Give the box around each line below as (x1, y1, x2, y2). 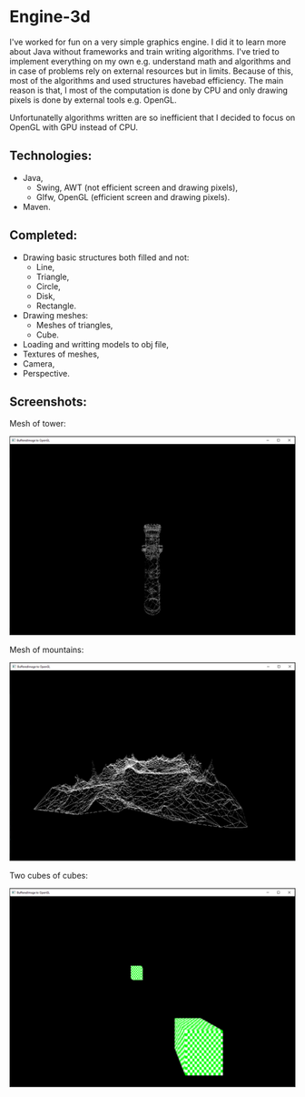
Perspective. (22, 367, 70, 378)
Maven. (22, 201, 52, 212)
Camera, (22, 357, 55, 369)
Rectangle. (35, 300, 77, 311)
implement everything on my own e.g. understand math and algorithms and (9, 55, 291, 66)
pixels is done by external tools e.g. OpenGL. (9, 94, 177, 106)
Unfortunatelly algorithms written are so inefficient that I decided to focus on (9, 112, 296, 123)
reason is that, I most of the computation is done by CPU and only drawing (9, 85, 289, 96)
